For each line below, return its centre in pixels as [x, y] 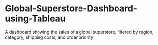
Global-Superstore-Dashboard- [71, 8]
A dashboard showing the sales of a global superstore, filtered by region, [79, 32]
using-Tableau [35, 19]
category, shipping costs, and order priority [49, 37]
